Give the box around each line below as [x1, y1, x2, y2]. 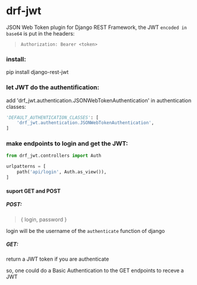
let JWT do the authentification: [6, 83, 100, 92]
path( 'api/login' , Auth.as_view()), [17, 169, 107, 175]
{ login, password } [20, 216, 67, 223]
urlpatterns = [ [6, 164, 46, 170]
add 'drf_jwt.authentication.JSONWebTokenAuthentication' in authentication [6, 96, 192, 104]
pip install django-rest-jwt [6, 69, 69, 76]
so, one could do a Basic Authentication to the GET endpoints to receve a [6, 267, 184, 274]
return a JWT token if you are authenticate [6, 255, 109, 263]
